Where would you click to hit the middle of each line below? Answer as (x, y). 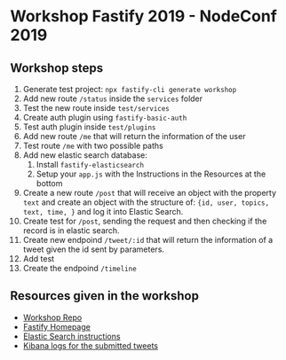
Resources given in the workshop (104, 296)
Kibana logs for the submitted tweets (91, 345)
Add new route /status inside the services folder (113, 98)
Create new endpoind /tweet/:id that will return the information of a (148, 240)
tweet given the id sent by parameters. (94, 249)
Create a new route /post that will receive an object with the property (150, 193)
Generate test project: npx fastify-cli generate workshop (130, 89)
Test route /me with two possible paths (93, 145)
